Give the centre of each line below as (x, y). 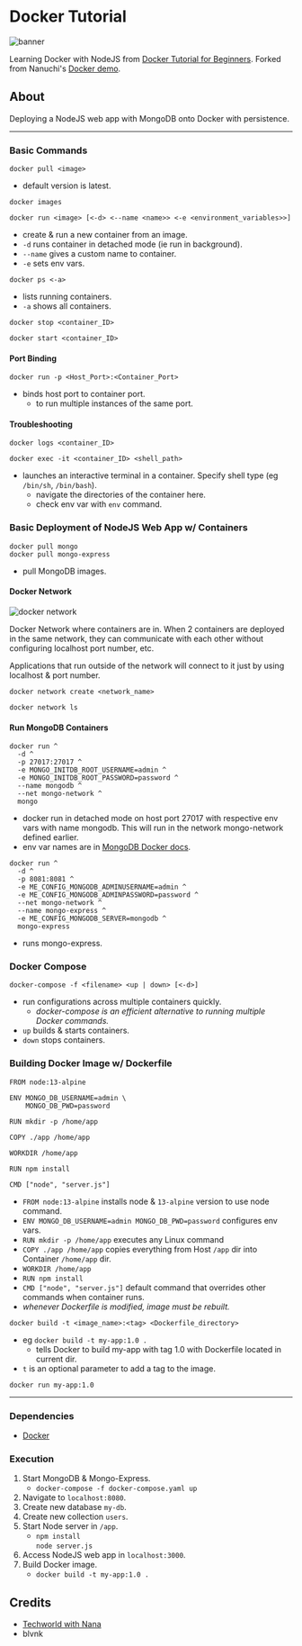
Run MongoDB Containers (59, 728)
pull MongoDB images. (64, 571)
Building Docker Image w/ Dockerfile (91, 1063)
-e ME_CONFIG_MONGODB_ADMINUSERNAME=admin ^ (102, 887)
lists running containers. (67, 297)
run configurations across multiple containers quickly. (122, 1002)
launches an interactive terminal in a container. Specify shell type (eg (150, 475)
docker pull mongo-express (60, 554)
